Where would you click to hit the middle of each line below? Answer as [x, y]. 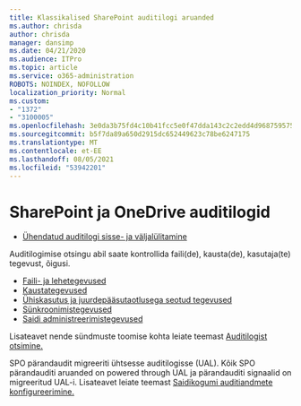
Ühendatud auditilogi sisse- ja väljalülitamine [105, 237]
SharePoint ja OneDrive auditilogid [140, 212]
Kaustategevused [55, 290]
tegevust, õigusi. [40, 263]
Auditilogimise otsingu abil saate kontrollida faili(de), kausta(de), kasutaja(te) [150, 254]
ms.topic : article [43, 68]
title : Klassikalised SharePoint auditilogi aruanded [112, 17]
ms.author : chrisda [46, 26]
